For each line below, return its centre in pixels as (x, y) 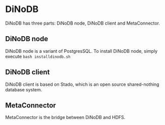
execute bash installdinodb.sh (38, 56)
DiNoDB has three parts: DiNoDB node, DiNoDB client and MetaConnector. (83, 23)
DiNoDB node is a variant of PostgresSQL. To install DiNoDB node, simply (81, 51)
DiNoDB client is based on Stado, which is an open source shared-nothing (82, 84)
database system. (24, 89)
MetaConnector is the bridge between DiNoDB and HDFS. (65, 117)
